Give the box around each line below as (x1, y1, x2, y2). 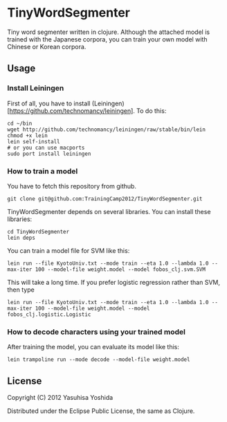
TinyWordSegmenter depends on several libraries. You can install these (7, 207, 211, 216)
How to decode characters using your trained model (7, 327, 185, 337)
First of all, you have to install (7, 99, 91, 107)
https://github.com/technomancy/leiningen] (9, 106, 134, 115)
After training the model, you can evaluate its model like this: (7, 343, 180, 351)
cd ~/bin (7, 120, 33, 127)
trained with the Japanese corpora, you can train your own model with (7, 35, 208, 43)
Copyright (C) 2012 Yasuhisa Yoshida (7, 394, 113, 402)
